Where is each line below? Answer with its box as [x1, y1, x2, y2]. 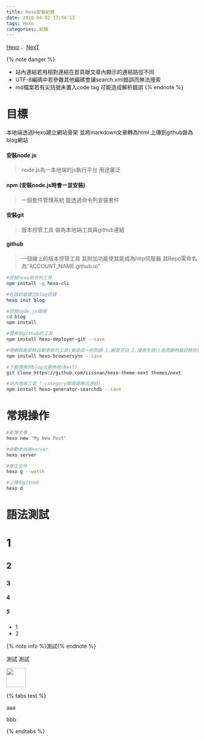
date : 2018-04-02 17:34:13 [6, 15, 75, 21]
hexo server [6, 452, 37, 458]
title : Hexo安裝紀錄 [6, 9, 55, 15]
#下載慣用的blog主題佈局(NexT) [6, 364, 77, 370]
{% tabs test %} [6, 692, 47, 700]
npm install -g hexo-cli [6, 280, 70, 286]
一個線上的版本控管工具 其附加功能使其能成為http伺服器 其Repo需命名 [21, 255, 197, 262]
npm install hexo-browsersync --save [6, 353, 103, 359]
